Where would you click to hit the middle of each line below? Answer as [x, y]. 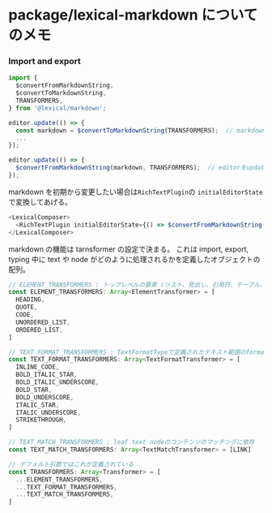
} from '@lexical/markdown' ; [57, 108]
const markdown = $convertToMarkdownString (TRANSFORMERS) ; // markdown [141, 130]
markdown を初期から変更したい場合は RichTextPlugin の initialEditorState [136, 192]
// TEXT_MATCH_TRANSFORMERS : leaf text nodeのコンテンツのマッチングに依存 [132, 442]
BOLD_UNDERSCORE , [45, 397]
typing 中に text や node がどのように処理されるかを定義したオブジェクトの [134, 259]
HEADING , [30, 300]
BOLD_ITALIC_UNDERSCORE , [57, 382]
